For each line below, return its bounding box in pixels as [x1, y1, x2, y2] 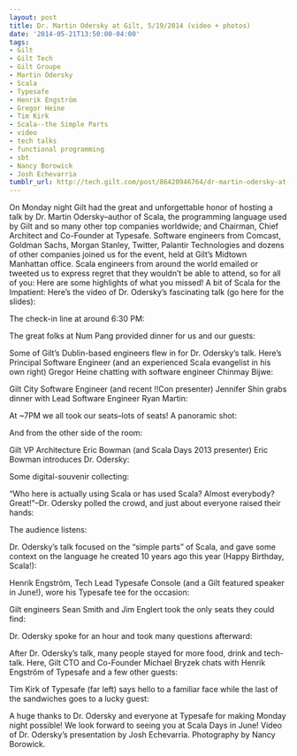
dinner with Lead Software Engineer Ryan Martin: [9, 394, 188, 404]
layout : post [9, 12, 57, 22]
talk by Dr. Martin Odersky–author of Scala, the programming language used [9, 212, 287, 222]
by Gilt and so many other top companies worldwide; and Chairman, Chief [9, 221, 279, 231]
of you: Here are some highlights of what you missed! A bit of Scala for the [9, 277, 281, 288]
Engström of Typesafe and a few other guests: [9, 666, 179, 678]
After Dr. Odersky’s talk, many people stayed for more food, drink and [9, 648, 263, 659]
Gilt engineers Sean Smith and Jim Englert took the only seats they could [9, 604, 275, 615]
